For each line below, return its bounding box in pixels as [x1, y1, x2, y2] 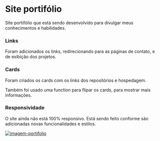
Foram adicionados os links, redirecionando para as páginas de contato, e [5, 48, 155, 55]
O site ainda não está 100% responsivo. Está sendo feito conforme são [5, 115, 149, 121]
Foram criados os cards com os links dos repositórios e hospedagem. [5, 77, 147, 83]
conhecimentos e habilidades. [5, 25, 66, 31]
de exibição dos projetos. [5, 54, 57, 60]
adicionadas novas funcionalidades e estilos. [5, 121, 96, 127]
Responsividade [5, 105, 45, 111]
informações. [5, 92, 32, 98]
